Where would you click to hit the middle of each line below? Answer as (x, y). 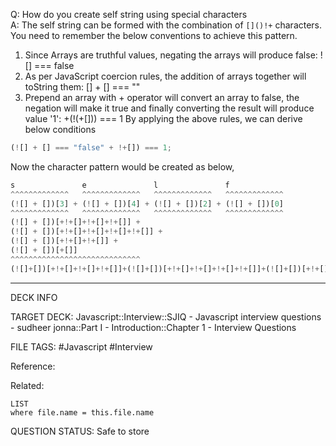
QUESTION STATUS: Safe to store (80, 431)
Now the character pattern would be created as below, (122, 166)
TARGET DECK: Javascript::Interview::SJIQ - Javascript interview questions (166, 316)
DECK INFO (34, 297)
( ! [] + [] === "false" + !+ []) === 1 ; (91, 148)
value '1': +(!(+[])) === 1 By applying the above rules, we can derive (163, 118)
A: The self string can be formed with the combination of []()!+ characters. (166, 25)
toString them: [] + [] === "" (82, 87)
